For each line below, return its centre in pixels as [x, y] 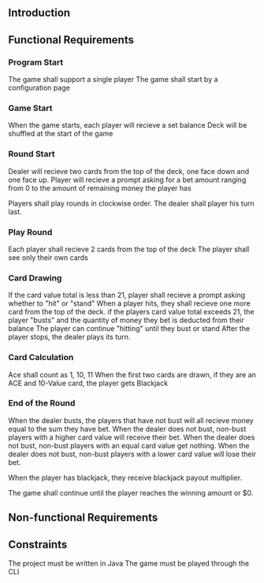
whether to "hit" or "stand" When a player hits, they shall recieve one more [129, 303]
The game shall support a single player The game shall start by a [113, 80]
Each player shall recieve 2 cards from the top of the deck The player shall [129, 249]
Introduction [39, 13]
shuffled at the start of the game [61, 134]
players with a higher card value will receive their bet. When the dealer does [132, 437]
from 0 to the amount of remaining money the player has [100, 188]
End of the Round [42, 403]
